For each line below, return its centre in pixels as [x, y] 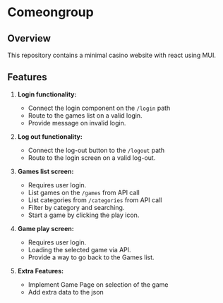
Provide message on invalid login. [77, 123]
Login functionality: [47, 94]
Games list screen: [46, 171]
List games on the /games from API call [84, 192]
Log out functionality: [50, 136]
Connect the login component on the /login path [99, 108]
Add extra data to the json [66, 292]
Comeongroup [50, 12]
